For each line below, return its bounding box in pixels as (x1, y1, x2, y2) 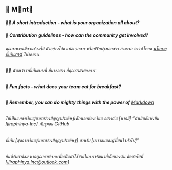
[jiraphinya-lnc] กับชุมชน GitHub (5, 121, 70, 127)
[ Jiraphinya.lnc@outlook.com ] (5, 159, 69, 165)
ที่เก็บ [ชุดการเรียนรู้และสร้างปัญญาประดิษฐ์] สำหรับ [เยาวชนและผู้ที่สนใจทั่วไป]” (5, 137, 139, 143)
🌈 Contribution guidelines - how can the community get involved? (5, 32, 149, 38)
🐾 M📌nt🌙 (5, 5, 33, 14)
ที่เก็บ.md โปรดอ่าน (5, 51, 40, 57)
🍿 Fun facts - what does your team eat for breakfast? (5, 83, 122, 90)
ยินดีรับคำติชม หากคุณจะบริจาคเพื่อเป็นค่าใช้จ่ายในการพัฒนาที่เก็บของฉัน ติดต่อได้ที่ (5, 153, 143, 159)
